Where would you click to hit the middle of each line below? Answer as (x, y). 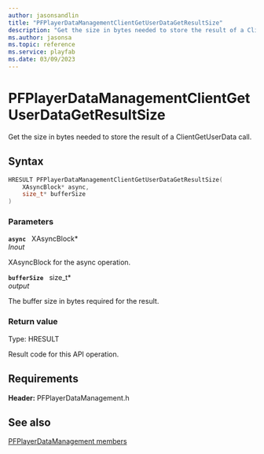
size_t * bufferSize (54, 194)
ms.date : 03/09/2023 (42, 60)
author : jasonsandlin (44, 15)
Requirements (43, 379)
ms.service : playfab (42, 52)
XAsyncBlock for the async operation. (70, 262)
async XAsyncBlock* (43, 239)
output (19, 286)
